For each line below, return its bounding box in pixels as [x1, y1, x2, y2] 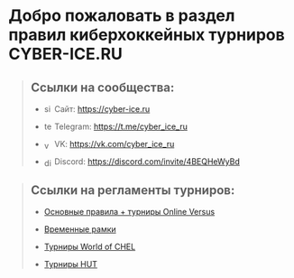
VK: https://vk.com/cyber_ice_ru [54, 139, 175, 149]
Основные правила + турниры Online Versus [43, 207, 216, 218]
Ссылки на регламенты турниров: [30, 182, 235, 198]
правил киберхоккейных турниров [8, 24, 285, 45]
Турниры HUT [43, 259, 98, 270]
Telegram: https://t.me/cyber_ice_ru [54, 121, 188, 132]
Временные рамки [43, 224, 116, 235]
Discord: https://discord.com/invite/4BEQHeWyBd [54, 156, 241, 167]
